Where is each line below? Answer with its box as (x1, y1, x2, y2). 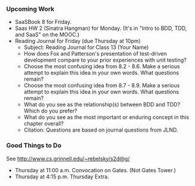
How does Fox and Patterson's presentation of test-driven (23, 50, 167, 57)
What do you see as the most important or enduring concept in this (23, 114, 190, 121)
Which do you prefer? (23, 107, 78, 115)
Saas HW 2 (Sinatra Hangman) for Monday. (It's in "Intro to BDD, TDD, (14, 25, 187, 32)
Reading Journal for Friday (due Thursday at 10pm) (14, 38, 141, 45)
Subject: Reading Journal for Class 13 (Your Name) (23, 44, 149, 51)
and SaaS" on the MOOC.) (14, 31, 80, 38)
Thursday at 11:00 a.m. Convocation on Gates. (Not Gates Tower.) (14, 166, 176, 173)
